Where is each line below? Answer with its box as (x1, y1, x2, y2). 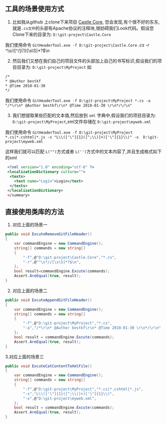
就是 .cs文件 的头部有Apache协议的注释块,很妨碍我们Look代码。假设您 (12, 25, 154, 31)
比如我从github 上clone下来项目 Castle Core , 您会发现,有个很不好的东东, (12, 19, 160, 25)
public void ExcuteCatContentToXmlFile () (5, 363, 92, 369)
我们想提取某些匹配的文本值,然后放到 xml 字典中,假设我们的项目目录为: (12, 113, 157, 119)
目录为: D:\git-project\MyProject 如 (16, 64, 92, 70)
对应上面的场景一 (12, 222, 48, 228)
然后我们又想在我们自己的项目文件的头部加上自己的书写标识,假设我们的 (12, 58, 158, 64)
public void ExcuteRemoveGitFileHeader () (5, 232, 92, 237)
